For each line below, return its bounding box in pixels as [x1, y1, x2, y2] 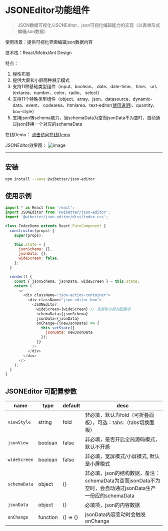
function [38, 514, 58, 520]
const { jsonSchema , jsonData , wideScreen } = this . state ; [14, 279, 140, 284]
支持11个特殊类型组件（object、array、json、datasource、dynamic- [12, 96, 152, 102]
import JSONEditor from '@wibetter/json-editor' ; [5, 210, 111, 215]
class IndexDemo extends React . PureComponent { [5, 224, 106, 229]
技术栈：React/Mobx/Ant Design [5, 50, 72, 56]
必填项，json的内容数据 [84, 501, 140, 508]
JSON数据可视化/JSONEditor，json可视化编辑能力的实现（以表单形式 [17, 22, 160, 28]
